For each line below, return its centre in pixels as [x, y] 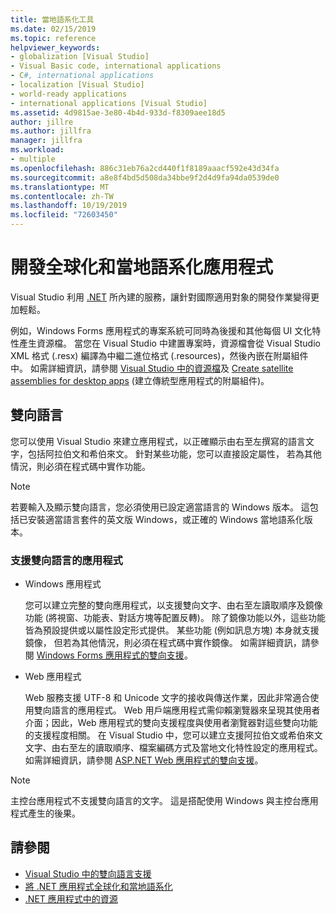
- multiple [33, 159]
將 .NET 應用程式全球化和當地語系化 [98, 886]
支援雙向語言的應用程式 [66, 560]
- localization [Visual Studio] [77, 85]
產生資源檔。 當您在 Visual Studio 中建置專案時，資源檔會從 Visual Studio [169, 343]
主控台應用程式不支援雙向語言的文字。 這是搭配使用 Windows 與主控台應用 [164, 801]
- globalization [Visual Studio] [80, 57]
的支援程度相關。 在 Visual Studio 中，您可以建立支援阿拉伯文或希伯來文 [173, 735]
